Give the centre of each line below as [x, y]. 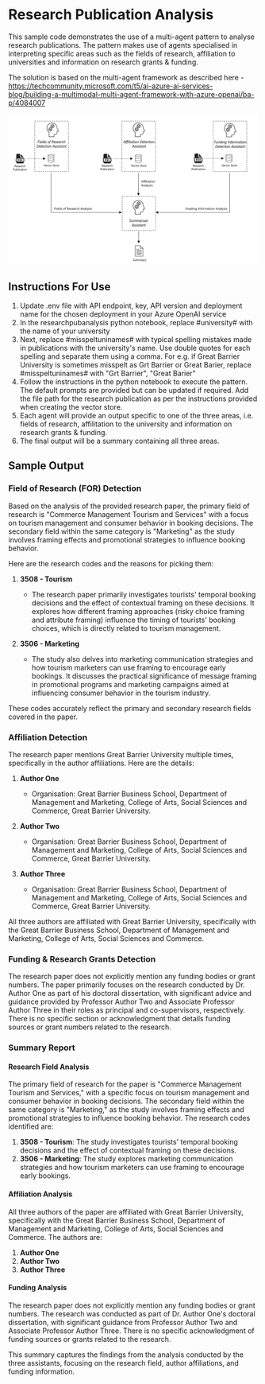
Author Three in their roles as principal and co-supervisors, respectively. [127, 1010]
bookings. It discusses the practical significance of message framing [144, 676]
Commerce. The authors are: [55, 1237]
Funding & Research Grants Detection [82, 958]
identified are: [31, 1126]
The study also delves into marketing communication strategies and [142, 659]
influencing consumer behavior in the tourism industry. [121, 693]
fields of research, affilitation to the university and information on [126, 424]
